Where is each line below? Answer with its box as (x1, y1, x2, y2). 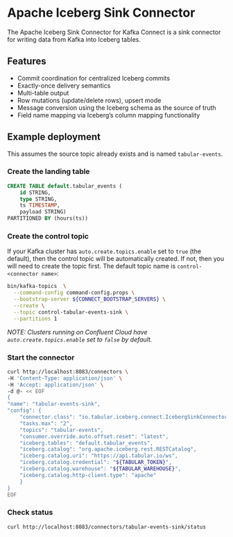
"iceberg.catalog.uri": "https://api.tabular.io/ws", (19, 452, 178, 460)
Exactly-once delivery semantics (17, 81, 111, 90)
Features (7, 56, 46, 67)
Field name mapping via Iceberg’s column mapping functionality (17, 111, 200, 119)
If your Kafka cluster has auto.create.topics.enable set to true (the (7, 247, 202, 255)
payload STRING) (19, 209, 67, 216)
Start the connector (7, 353, 75, 362)
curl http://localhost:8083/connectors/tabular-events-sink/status (7, 523, 207, 530)
